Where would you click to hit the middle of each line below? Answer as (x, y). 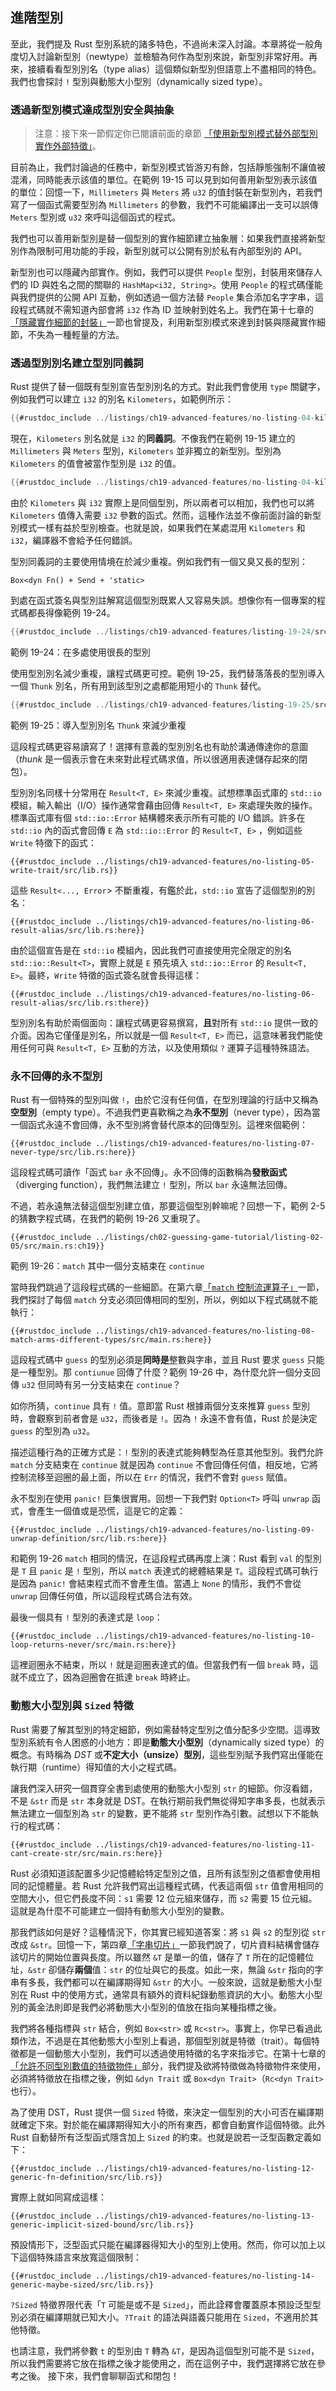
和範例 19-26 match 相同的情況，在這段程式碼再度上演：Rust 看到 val (151, 1559)
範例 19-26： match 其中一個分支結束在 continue (107, 1266)
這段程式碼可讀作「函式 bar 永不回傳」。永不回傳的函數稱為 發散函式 (149, 1172)
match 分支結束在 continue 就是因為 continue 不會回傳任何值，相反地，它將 (164, 1465)
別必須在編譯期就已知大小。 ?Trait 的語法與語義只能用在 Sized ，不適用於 (160, 2317)
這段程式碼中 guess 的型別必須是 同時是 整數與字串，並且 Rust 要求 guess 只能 (167, 1360)
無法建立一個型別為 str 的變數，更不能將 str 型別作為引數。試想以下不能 (160, 1813)
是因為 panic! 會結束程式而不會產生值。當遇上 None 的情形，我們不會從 (156, 1584)
